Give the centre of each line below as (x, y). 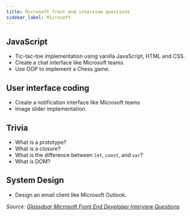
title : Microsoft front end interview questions (68, 12)
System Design (35, 180)
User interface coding (48, 88)
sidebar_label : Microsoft (38, 17)
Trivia (17, 128)
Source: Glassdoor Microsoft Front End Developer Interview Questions (93, 206)
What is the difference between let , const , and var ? (79, 155)
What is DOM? (33, 161)
